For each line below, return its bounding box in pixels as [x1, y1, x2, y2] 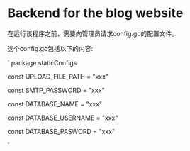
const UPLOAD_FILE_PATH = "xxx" [7, 72, 108, 81]
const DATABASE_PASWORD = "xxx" [7, 127, 116, 135]
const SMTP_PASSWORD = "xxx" [7, 86, 105, 94]
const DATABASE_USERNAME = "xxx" [7, 113, 118, 122]
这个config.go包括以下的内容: [7, 44, 94, 52]
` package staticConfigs [7, 58, 77, 67]
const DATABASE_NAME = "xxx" [7, 99, 103, 108]
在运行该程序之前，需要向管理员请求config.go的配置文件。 [7, 29, 179, 38]
